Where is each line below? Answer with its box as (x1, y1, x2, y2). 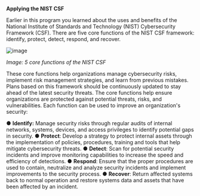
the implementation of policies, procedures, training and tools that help (6, 139, 181, 145)
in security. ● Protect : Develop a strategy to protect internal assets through (6, 132, 192, 139)
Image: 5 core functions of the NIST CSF (6, 59, 106, 66)
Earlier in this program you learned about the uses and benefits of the (6, 17, 177, 23)
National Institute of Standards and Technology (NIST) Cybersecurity (6, 23, 176, 30)
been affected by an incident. (6, 183, 79, 190)
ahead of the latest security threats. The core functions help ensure (6, 89, 173, 96)
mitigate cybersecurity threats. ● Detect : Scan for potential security (6, 145, 174, 152)
